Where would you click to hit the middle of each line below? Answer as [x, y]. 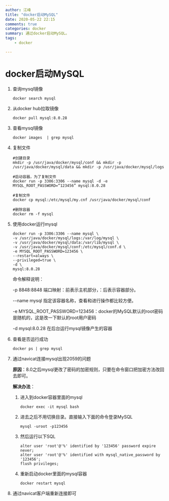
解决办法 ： [24, 386]
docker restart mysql [43, 483]
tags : [11, 38]
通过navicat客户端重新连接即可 [44, 493]
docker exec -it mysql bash [49, 407]
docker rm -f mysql [33, 214]
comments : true [21, 24]
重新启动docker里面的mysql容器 [53, 474]
